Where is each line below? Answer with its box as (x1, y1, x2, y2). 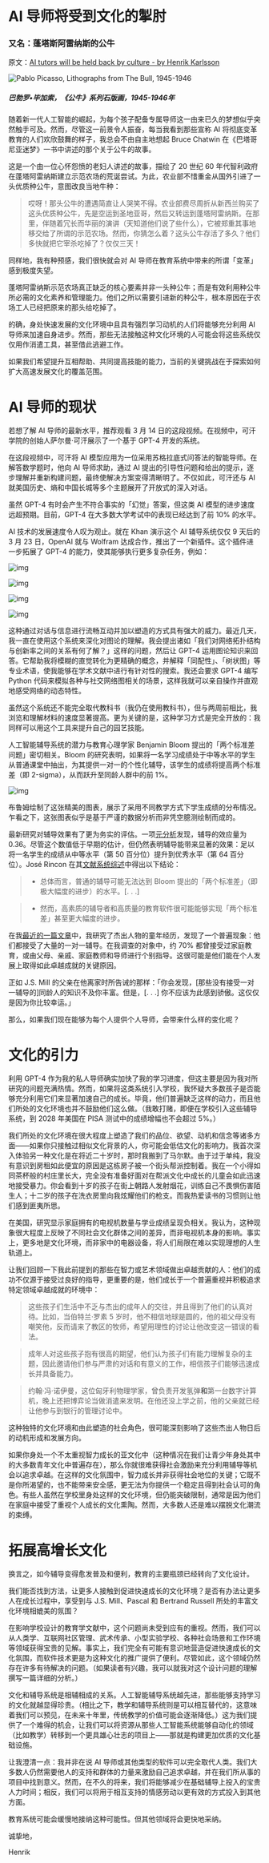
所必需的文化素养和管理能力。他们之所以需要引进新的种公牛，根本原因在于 (8, 293, 254, 303)
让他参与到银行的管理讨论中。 (27, 1406, 126, 1415)
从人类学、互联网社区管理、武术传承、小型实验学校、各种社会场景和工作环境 (8, 1633, 261, 1643)
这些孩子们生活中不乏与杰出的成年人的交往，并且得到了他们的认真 (27, 1302, 246, 1311)
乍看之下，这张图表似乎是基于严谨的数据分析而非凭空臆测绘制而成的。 (8, 813, 240, 822)
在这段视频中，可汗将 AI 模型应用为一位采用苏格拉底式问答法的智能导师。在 (8, 453, 258, 463)
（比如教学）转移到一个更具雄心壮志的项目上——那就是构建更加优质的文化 (8, 1730, 254, 1740)
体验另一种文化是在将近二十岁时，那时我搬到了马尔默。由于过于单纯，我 (14, 1150, 254, 1161)
